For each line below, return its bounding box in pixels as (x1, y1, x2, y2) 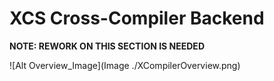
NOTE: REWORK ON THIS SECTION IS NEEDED (9, 40, 205, 52)
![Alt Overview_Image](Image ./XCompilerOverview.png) (9, 59, 241, 71)
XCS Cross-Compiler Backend (9, 7, 265, 30)
